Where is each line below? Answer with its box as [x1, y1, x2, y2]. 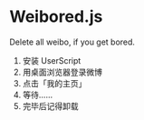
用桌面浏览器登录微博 [22, 66, 102, 77]
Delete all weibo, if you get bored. [9, 36, 136, 47]
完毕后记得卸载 [22, 100, 79, 111]
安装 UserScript [22, 55, 82, 65]
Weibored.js [9, 6, 103, 27]
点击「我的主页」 [22, 77, 87, 88]
